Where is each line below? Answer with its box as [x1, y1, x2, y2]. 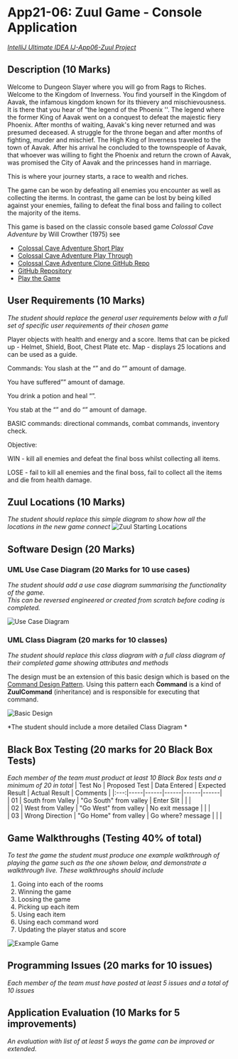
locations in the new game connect [7, 523, 111, 531]
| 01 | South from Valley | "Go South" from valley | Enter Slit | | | [7, 796, 192, 805]
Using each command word [17, 917, 99, 926]
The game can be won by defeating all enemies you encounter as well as [7, 186, 221, 194]
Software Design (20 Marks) [7, 543, 135, 555]
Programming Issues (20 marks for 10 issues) [7, 959, 213, 972]
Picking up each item [17, 902, 80, 911]
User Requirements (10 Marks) [7, 295, 146, 307]
